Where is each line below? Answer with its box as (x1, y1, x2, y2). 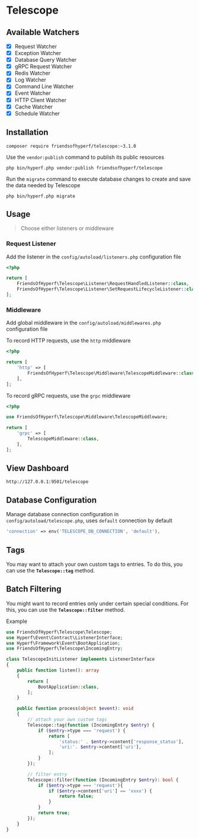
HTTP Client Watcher (14, 96, 67, 104)
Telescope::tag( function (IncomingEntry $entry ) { (27, 722, 155, 728)
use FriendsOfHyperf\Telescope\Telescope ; (6, 629, 113, 635)
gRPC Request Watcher (14, 63, 72, 70)
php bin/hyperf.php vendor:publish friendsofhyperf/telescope (6, 165, 163, 171)
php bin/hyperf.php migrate (6, 193, 76, 199)
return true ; (37, 810, 70, 816)
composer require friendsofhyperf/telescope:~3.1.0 (6, 143, 136, 149)
